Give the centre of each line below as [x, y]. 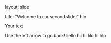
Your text [14, 26]
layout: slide [17, 7]
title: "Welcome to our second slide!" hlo [46, 16]
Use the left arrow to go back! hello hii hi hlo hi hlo [55, 35]
